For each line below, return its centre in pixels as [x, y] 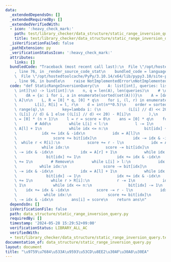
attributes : [23, 57]
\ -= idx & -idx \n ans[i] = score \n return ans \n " [80, 199]
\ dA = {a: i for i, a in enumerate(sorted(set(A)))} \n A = [86, 95]
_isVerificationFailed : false [42, 43]
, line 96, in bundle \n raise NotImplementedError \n [75, 81]
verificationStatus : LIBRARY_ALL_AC [49, 228]
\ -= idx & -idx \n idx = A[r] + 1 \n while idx [90, 152]
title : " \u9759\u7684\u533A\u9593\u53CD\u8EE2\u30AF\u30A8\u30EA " [77, 252]
